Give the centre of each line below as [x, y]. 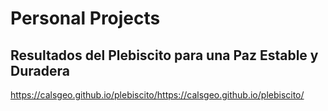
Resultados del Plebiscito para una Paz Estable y [164, 55]
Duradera [40, 70]
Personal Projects [85, 18]
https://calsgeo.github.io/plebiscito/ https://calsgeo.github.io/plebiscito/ [157, 95]
